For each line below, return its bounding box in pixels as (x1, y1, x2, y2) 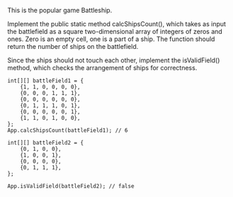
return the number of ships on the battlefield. (7, 43, 139, 50)
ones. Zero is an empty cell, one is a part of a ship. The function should (7, 35, 215, 43)
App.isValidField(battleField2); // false (7, 183, 135, 190)
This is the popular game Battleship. (7, 6, 113, 14)
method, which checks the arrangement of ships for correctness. (7, 64, 198, 72)
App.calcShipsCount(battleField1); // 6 (7, 127, 129, 134)
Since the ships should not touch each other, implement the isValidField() (7, 56, 220, 64)
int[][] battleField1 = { (7, 77, 84, 84)
